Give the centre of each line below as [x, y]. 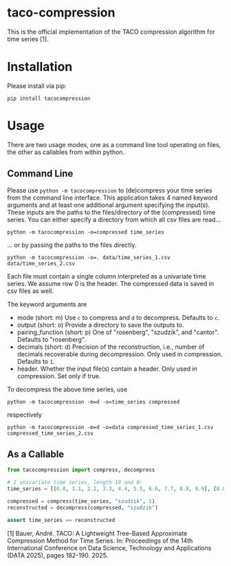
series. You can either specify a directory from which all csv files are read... [114, 219]
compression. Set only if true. [59, 375]
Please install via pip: [37, 86]
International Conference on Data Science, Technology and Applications [109, 547]
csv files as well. [31, 291]
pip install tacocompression [49, 98]
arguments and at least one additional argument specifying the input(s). [109, 205]
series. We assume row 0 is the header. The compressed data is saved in [111, 283]
